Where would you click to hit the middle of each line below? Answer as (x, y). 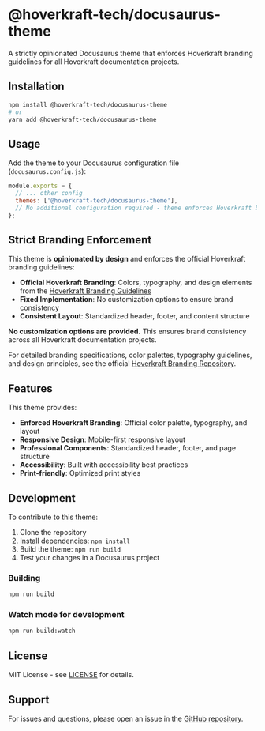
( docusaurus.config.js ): (47, 171)
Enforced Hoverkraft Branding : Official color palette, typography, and (133, 423)
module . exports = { (40, 186)
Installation (36, 87)
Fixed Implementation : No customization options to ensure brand (126, 300)
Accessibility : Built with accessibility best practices (104, 465)
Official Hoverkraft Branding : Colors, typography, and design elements (136, 283)
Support (29, 700)
